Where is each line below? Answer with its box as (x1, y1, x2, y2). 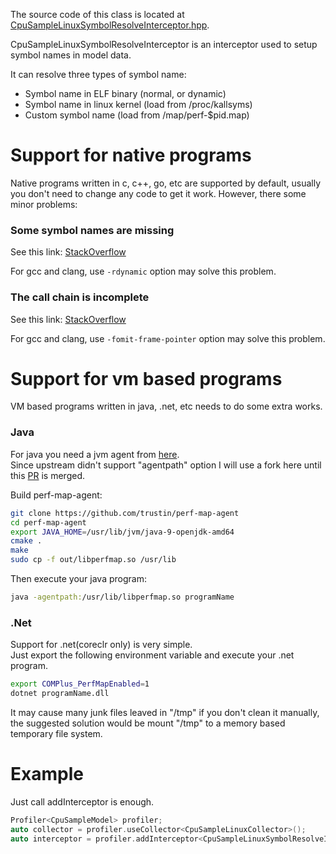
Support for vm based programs (10, 367, 283, 390)
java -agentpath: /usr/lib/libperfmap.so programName (10, 592, 235, 603)
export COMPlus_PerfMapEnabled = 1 (10, 679, 150, 689)
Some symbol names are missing (10, 223, 175, 237)
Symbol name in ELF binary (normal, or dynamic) (24, 88, 227, 99)
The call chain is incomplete (10, 290, 150, 304)
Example (10, 763, 84, 786)
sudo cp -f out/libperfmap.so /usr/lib (10, 555, 177, 565)
